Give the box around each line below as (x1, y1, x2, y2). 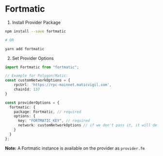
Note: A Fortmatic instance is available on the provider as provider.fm (5, 145, 145, 151)
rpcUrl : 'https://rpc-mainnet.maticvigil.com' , (14, 83, 112, 87)
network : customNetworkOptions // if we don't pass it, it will (17, 123, 151, 128)
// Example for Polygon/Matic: (5, 73, 68, 78)
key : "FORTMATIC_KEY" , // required (17, 118, 90, 123)
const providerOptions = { (5, 100, 60, 105)
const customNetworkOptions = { (5, 78, 70, 83)
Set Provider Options (12, 55, 54, 61)
